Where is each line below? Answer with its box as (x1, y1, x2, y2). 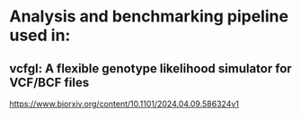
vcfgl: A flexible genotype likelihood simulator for (9, 61, 292, 76)
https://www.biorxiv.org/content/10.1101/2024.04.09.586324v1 (9, 98, 240, 109)
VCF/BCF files (9, 74, 90, 90)
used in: (9, 25, 71, 46)
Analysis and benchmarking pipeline (9, 6, 289, 27)
